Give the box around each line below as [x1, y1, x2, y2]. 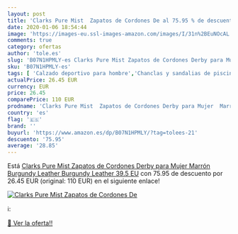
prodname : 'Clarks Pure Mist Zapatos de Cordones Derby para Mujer [7, 103, 214, 110]
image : [7, 30, 27, 38]
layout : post [7, 10, 46, 18]
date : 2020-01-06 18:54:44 [7, 23, 87, 30]
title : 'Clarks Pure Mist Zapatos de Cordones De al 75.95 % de [7, 17, 204, 24]
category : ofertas [7, 43, 62, 50]
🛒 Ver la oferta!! [7, 219, 53, 228]
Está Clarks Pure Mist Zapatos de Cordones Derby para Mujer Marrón [7, 162, 210, 170]
